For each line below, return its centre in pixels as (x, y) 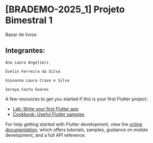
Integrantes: (25, 50)
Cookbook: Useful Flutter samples (48, 114)
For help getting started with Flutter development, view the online (74, 124)
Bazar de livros (21, 34)
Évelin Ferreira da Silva (33, 71)
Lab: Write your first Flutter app (46, 109)
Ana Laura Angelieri (27, 63)
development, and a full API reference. (46, 135)
